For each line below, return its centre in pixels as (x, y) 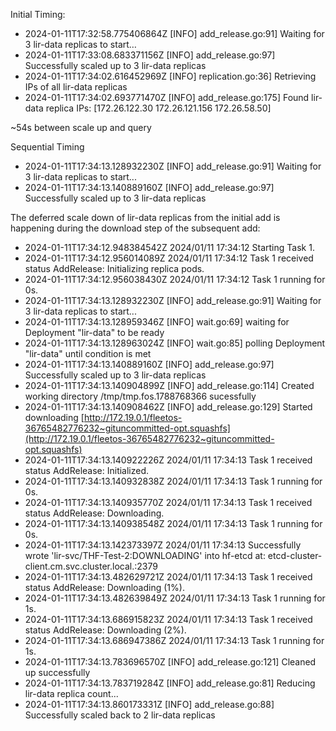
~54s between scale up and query (81, 127)
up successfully (57, 672)
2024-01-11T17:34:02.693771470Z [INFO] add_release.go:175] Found (167, 97)
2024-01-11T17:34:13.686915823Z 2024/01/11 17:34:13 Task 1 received (168, 619)
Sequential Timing (47, 147)
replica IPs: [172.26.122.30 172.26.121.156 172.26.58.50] (158, 108)
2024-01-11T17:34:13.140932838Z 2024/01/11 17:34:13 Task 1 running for (173, 481)
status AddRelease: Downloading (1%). (104, 587)
